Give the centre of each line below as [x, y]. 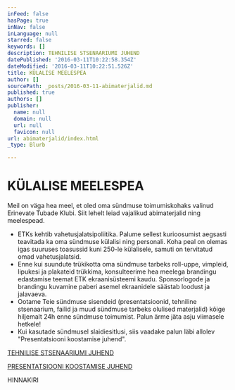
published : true [31, 92]
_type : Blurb [26, 145]
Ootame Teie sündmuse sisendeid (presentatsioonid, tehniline [107, 302]
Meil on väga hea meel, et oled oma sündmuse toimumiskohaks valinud [110, 206]
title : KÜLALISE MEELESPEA [47, 73]
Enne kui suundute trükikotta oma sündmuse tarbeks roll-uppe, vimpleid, [123, 264]
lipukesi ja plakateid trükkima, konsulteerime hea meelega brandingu [117, 272]
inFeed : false [28, 14]
